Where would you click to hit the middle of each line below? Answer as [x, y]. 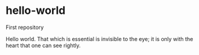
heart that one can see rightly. [43, 45]
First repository [25, 27]
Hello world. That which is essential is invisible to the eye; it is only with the [99, 39]
